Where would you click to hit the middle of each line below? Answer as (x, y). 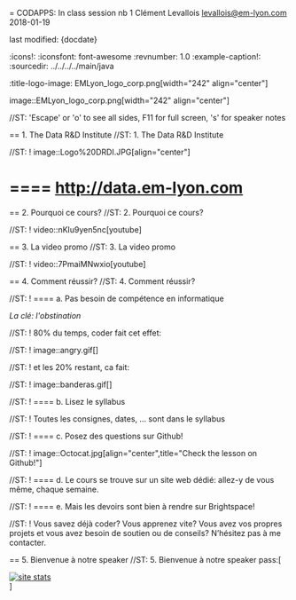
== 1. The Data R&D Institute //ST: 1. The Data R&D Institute (117, 135)
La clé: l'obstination (45, 315)
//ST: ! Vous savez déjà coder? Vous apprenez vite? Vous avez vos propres (146, 524)
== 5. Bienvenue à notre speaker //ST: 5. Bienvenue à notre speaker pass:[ (145, 559)
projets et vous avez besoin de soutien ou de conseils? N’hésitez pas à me (145, 533)
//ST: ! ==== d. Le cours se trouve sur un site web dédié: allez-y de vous (142, 479)
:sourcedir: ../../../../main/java (62, 66)
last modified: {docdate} (53, 39)
